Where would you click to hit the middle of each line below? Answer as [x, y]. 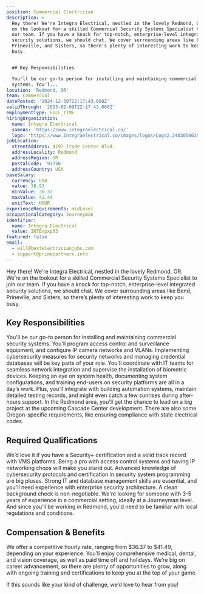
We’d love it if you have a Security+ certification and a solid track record [96, 455]
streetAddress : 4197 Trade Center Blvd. [63, 147]
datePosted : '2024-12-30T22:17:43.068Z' [58, 102]
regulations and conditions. [40, 513]
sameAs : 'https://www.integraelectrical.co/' [70, 130]
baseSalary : [21, 175]
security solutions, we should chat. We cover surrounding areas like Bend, [99, 291]
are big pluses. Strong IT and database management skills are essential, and [102, 481]
